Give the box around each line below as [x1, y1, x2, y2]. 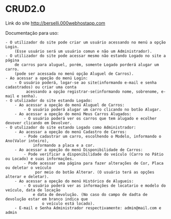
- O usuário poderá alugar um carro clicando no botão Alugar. [24, 107, 161, 112]
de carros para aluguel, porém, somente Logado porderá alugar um [14, 62, 159, 67]
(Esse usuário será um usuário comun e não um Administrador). [14, 49, 153, 54]
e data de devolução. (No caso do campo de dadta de [32, 192, 147, 197]
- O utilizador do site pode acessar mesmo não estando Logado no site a [5, 53, 166, 58]
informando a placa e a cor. [32, 143, 95, 148]
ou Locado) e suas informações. [5, 156, 74, 161]
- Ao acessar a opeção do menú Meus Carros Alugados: [14, 111, 132, 117]
